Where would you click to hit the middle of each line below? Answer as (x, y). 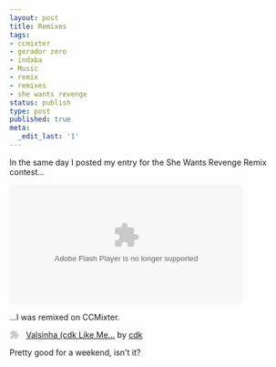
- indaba (26, 60)
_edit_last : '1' (48, 137)
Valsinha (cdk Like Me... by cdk (84, 334)
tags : (20, 35)
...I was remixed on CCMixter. (65, 317)
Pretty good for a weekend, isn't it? (75, 352)
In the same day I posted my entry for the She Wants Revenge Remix (138, 162)
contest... (27, 172)
